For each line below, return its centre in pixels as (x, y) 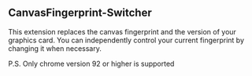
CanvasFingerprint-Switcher (80, 13)
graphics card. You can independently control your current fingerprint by (126, 40)
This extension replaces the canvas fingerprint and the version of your (122, 31)
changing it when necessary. (55, 48)
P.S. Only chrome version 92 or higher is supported (91, 63)
